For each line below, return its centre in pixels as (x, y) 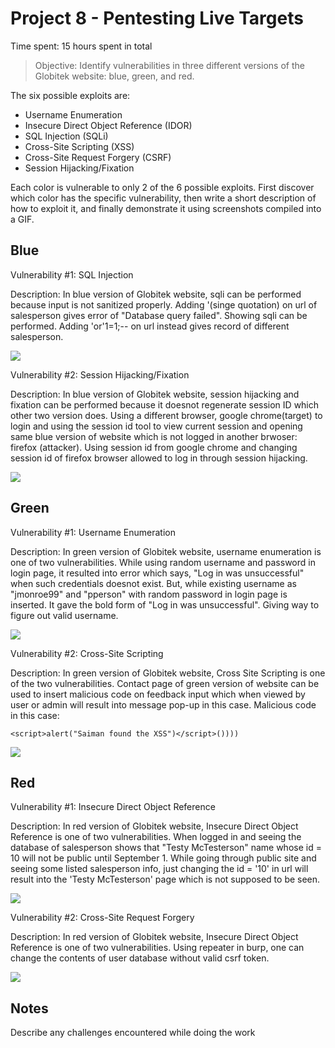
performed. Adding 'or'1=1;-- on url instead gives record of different (150, 326)
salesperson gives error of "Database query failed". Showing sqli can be (159, 315)
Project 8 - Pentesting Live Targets (157, 18)
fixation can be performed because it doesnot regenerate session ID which (165, 404)
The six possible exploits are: (70, 95)
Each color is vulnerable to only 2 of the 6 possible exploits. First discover (162, 187)
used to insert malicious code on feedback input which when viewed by (158, 694)
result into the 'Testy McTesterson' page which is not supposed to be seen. (165, 879)
